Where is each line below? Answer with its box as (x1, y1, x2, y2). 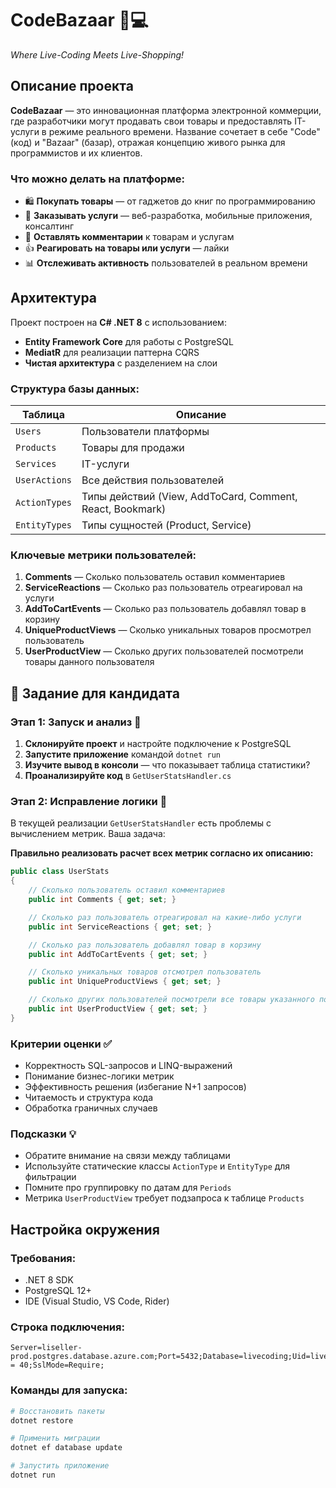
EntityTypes (15, 520, 73, 531)
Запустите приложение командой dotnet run (24, 748, 222, 761)
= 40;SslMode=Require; (10, 1360, 105, 1371)
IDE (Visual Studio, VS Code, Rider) (24, 1295, 170, 1307)
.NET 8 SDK (24, 1274, 74, 1286)
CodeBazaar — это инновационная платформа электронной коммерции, (10, 104, 322, 116)
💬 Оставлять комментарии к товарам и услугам (24, 231, 235, 243)
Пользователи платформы (81, 425, 210, 439)
